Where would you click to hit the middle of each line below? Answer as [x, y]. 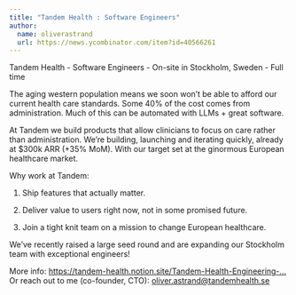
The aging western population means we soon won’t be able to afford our [143, 94]
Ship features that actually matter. [84, 193]
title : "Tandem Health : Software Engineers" [94, 17]
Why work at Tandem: [49, 176]
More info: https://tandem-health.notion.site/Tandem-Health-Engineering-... [148, 271]
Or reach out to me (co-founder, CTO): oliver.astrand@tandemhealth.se [140, 281]
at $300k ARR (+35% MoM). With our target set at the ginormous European [147, 149]
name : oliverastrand [55, 34]
